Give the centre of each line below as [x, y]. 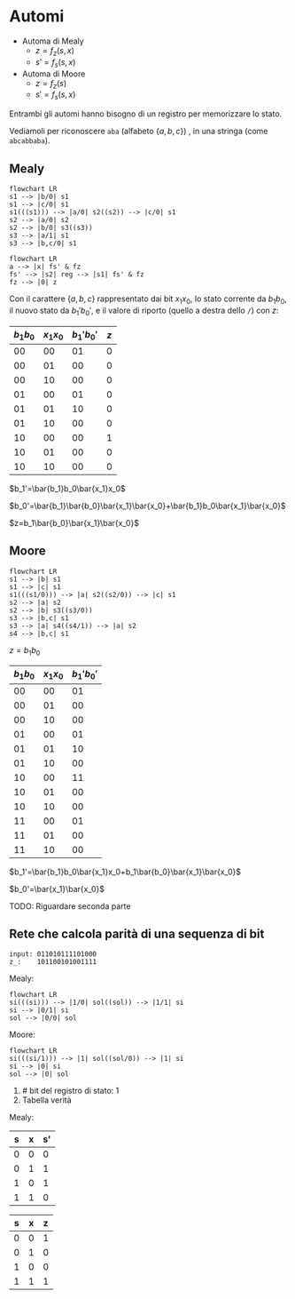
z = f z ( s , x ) [55, 51]
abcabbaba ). [30, 140]
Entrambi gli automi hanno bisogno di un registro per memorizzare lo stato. [146, 114]
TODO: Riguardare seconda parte [70, 906]
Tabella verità [47, 1100]
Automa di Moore [54, 74]
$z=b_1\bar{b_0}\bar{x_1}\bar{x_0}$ [74, 522]
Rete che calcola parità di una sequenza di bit [137, 933]
